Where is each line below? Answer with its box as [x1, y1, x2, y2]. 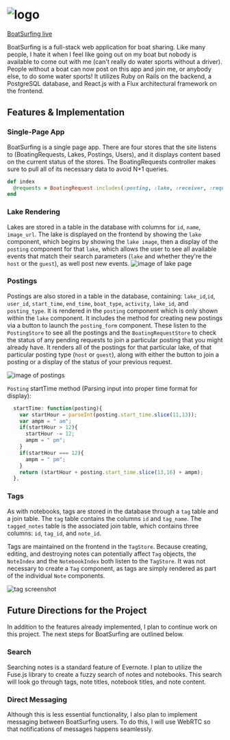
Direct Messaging [7, 695, 67, 704]
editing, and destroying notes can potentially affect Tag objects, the [7, 550, 196, 558]
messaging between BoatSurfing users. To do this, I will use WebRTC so [7, 718, 211, 726]
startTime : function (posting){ [13, 405, 103, 412]
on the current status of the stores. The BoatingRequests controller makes [7, 157, 216, 166]
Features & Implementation [7, 106, 125, 118]
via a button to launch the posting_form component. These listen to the [7, 321, 207, 329]
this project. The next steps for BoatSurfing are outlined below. [7, 630, 184, 638]
